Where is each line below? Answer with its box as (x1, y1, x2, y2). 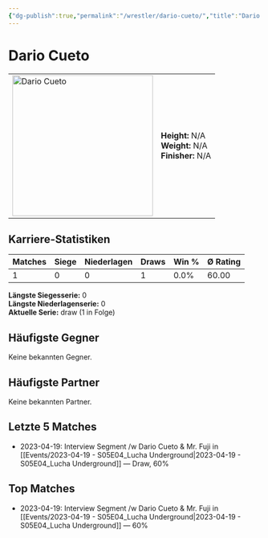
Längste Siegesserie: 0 (8, 290, 87, 300)
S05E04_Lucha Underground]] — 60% (19, 520, 148, 530)
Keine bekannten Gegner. (8, 352, 92, 362)
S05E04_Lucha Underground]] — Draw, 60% (19, 458, 169, 468)
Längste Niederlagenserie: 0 (8, 299, 106, 309)
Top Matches (8, 482, 75, 495)
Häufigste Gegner (8, 331, 99, 344)
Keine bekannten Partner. (8, 397, 92, 406)
